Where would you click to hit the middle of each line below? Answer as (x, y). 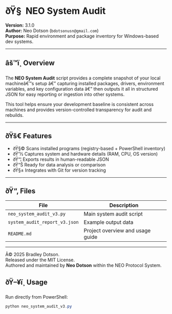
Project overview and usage (117, 231)
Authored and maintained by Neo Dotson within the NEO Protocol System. (83, 265)
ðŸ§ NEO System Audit (56, 11)
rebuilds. (15, 115)
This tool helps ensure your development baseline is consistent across (80, 104)
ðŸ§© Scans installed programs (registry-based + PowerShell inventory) (89, 148)
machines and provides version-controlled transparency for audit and (79, 110)
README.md (20, 234)
